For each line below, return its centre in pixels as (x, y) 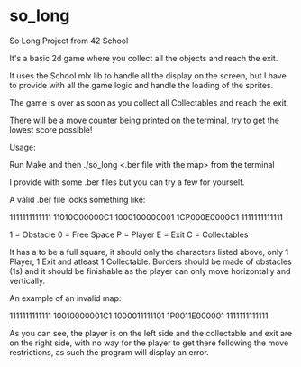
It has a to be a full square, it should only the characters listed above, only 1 (149, 252)
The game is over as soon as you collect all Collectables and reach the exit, (149, 102)
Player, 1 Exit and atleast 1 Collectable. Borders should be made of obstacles (151, 261)
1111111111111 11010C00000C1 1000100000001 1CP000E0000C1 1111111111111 (146, 216)
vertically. (27, 280)
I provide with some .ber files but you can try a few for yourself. (127, 182)
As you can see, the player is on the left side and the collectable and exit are (151, 333)
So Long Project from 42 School (69, 41)
